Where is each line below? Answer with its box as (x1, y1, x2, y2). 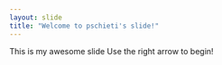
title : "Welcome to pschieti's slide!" (9, 21, 160, 30)
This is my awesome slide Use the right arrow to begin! (9, 45, 214, 56)
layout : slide (9, 12, 63, 22)
